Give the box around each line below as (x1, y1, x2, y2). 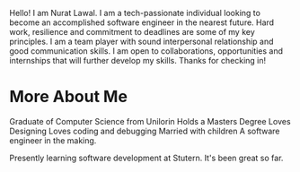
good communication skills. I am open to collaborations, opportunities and (9, 46, 284, 56)
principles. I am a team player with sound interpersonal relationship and (9, 36, 274, 47)
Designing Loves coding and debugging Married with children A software (9, 125, 280, 136)
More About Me (9, 87, 128, 107)
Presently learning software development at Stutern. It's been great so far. (9, 152, 284, 163)
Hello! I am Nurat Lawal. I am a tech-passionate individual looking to (9, 8, 260, 18)
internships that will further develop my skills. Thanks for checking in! (9, 56, 267, 65)
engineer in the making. (9, 134, 97, 146)
